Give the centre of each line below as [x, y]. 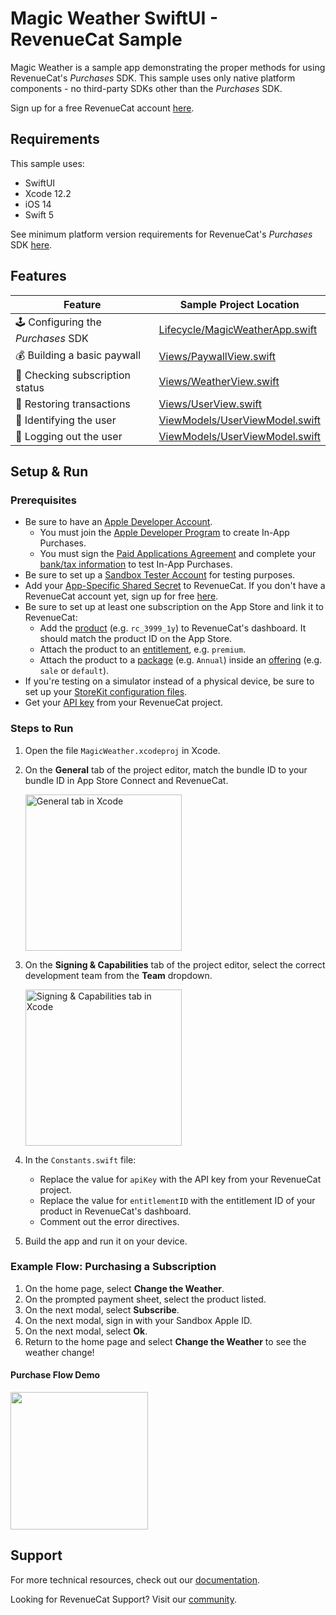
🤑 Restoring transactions [73, 404]
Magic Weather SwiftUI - [114, 18]
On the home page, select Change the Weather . [124, 1288]
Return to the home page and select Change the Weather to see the [165, 1341]
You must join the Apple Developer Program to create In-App [164, 533]
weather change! [59, 1352]
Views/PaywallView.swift [217, 357]
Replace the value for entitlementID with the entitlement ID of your [177, 1200]
